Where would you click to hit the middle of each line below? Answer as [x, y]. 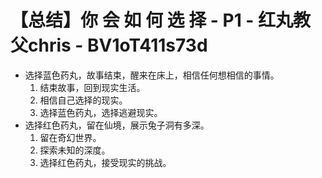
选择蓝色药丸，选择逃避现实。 [101, 112]
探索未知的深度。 [75, 150]
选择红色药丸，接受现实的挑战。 [105, 162]
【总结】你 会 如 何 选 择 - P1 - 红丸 [152, 20]
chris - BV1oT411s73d [118, 45]
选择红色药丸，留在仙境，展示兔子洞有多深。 [117, 125]
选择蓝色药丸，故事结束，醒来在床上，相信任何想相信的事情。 [152, 75]
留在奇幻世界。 [70, 137]
